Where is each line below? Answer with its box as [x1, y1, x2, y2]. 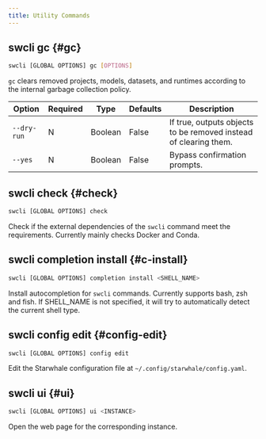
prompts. [169, 159, 203, 170]
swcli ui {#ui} [8, 386, 75, 400]
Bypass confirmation [169, 150, 247, 161]
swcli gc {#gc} [8, 41, 82, 55]
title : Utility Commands [8, 11, 90, 20]
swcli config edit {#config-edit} [8, 328, 168, 342]
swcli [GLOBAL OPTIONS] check [8, 208, 108, 216]
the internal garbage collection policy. [8, 85, 132, 94]
